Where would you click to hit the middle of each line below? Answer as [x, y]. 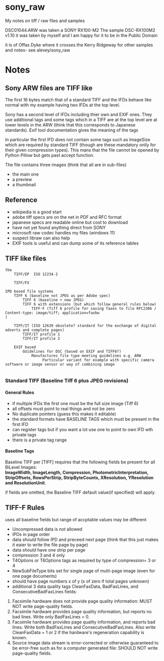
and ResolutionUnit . [26, 483]
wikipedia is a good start [37, 212]
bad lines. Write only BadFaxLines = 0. [51, 616]
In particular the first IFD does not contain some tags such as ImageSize [78, 139]
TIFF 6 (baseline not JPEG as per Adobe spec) [62, 296]
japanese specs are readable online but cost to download [70, 222]
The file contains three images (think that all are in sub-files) [66, 165]
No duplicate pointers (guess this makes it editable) [64, 414]
